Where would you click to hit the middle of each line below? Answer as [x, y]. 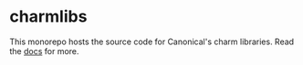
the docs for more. [44, 51]
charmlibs [48, 17]
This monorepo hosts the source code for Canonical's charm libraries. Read [152, 42]
